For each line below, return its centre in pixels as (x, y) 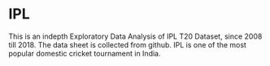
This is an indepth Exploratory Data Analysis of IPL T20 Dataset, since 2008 (135, 36)
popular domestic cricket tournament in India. (85, 53)
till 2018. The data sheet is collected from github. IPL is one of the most (127, 44)
